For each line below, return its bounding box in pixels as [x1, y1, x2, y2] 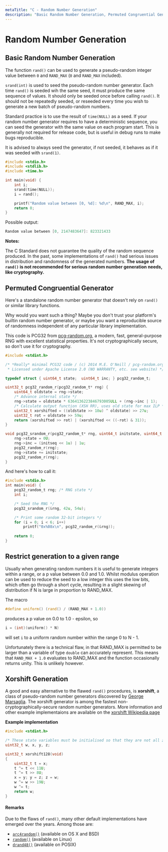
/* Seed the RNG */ [14, 501, 55, 506]
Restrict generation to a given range [5, 552, 119, 561]
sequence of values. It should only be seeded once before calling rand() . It [5, 92, 160, 99]
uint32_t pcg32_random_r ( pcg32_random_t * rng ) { [5, 385, 108, 390]
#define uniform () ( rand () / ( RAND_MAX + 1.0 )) [5, 606, 106, 611]
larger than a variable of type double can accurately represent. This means [5, 649, 158, 655]
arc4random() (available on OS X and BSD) [12, 830, 99, 837]
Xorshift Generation [5, 675, 68, 683]
